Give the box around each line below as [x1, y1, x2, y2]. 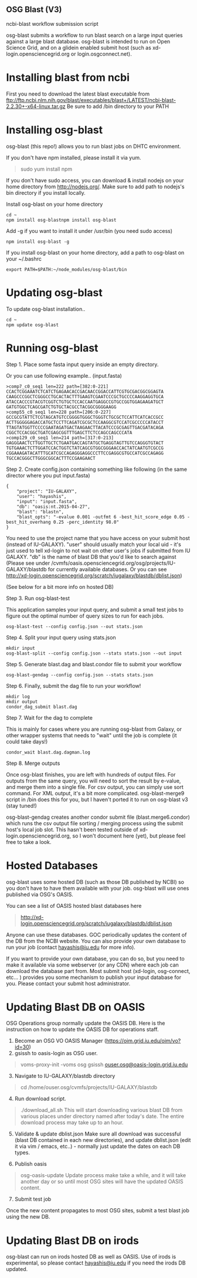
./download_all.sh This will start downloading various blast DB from [20, 1107, 183, 1114]
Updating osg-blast [6, 286, 103, 299]
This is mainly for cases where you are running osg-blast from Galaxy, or [6, 726, 182, 733]
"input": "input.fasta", [16, 499, 77, 504]
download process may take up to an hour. [20, 1119, 124, 1126]
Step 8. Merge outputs [6, 760, 60, 767]
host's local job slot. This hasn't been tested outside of [6, 826, 139, 833]
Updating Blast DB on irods [6, 1234, 140, 1247]
